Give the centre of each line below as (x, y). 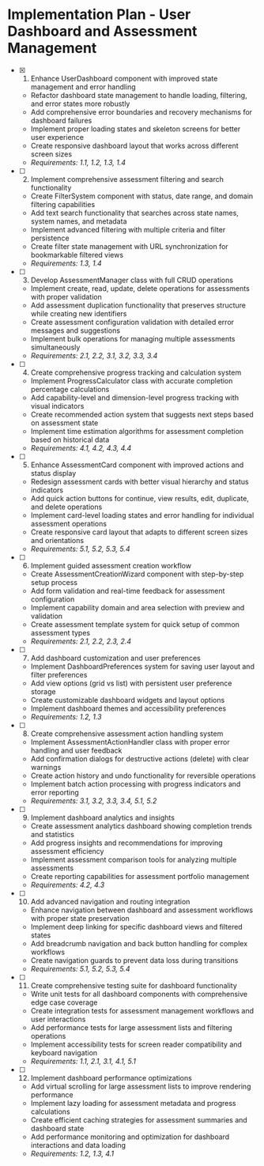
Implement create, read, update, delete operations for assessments (140, 288)
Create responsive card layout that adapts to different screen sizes (139, 532)
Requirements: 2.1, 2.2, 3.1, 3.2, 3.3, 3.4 (94, 355)
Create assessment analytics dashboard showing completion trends (141, 826)
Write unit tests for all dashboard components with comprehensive (139, 994)
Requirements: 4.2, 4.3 (68, 885)
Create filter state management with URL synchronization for (129, 246)
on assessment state (64, 423)
